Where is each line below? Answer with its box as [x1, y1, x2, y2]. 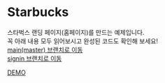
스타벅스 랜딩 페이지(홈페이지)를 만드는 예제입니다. [7, 28, 145, 36]
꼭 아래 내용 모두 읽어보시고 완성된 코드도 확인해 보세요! [7, 36, 159, 45]
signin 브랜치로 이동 [7, 54, 62, 63]
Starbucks [7, 4, 69, 20]
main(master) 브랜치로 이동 [7, 45, 83, 54]
